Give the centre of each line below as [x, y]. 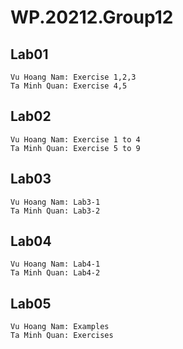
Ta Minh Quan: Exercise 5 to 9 [75, 148]
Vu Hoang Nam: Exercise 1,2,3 [73, 77]
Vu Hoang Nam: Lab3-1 [55, 202]
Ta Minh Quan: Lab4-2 [55, 273]
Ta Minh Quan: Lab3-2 [55, 211]
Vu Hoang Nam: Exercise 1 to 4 [75, 139]
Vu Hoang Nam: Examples [60, 327]
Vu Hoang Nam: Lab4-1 [55, 264]
